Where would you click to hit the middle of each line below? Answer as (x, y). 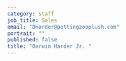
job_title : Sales (32, 20)
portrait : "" (26, 33)
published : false (32, 40)
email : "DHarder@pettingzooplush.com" (63, 27)
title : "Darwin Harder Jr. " (49, 46)
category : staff (31, 14)
